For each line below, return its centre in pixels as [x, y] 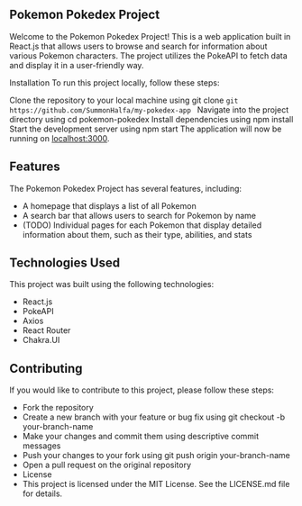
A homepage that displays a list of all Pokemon [109, 205]
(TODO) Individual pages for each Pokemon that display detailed [142, 225]
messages [41, 446]
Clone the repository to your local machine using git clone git [124, 100]
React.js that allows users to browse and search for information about [138, 46]
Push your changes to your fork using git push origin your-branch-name [156, 456]
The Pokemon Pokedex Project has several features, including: [125, 188]
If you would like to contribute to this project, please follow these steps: [142, 390]
